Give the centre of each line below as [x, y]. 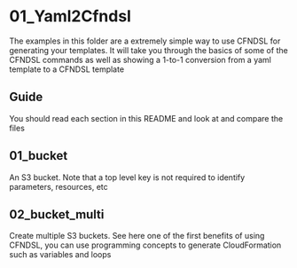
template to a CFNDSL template [67, 69]
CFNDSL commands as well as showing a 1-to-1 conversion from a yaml [141, 59]
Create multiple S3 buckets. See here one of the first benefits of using [137, 236]
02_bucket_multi [57, 214]
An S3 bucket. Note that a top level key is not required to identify [127, 177]
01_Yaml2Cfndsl [70, 16]
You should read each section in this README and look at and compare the [146, 118]
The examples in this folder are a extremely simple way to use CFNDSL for [145, 41]
